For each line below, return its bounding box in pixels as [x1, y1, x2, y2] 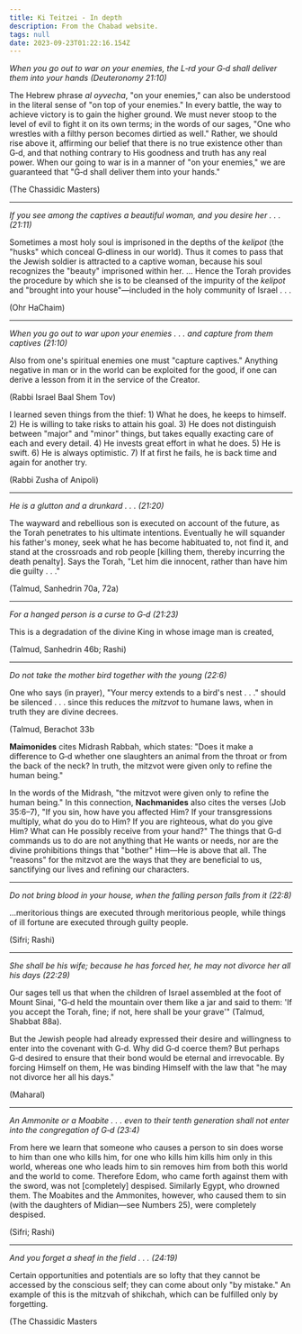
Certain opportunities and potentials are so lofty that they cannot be [9, 1270, 261, 1281]
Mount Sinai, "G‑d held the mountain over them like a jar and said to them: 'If [9, 997, 292, 1008]
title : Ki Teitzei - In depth [9, 13, 123, 23]
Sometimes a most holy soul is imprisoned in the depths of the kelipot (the [9, 237, 285, 248]
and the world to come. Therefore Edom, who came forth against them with [9, 1171, 289, 1182]
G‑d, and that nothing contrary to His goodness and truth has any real [9, 148, 267, 159]
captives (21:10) [9, 338, 68, 349]
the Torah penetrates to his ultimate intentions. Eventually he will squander [9, 528, 286, 539]
